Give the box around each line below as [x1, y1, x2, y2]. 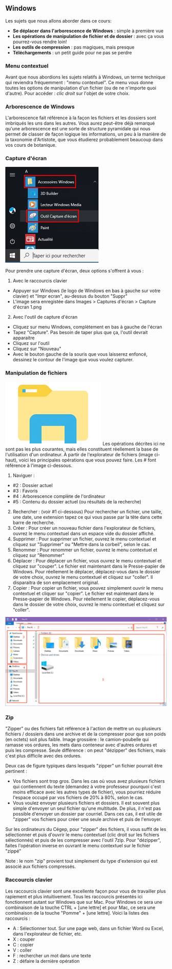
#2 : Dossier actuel [12, 482, 53, 488]
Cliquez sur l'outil [12, 340, 50, 346]
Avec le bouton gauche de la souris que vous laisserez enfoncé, [12, 351, 147, 357]
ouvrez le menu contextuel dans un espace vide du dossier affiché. [12, 531, 155, 536]
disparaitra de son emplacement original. [12, 579, 99, 586]
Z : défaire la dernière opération [12, 958, 80, 964]
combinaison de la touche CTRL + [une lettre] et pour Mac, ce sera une [5, 904, 156, 910]
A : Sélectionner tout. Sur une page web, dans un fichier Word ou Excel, [12, 925, 164, 931]
